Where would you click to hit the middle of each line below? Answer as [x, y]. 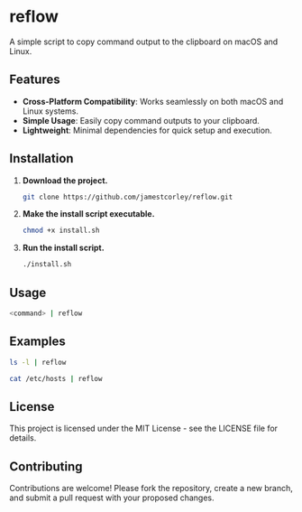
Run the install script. [64, 248]
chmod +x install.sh [61, 231]
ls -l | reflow [38, 362]
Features [35, 80]
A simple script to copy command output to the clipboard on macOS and [144, 42]
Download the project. [65, 180]
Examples [37, 342]
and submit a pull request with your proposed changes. [112, 498]
